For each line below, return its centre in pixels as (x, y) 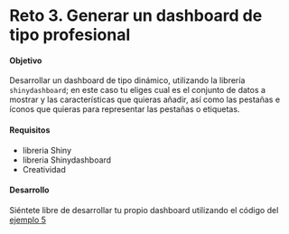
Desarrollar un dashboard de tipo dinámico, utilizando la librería (127, 80)
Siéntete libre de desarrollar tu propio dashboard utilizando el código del (144, 210)
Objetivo (26, 61)
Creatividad (44, 169)
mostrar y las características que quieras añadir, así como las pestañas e (145, 99)
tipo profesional (70, 35)
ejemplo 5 (28, 220)
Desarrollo (29, 190)
